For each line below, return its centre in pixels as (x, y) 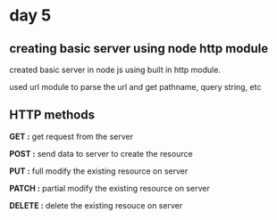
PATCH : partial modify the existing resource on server (109, 188)
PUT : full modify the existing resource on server (99, 171)
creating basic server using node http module (139, 49)
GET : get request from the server (71, 136)
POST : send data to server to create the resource (101, 153)
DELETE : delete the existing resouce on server (96, 205)
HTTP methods (52, 115)
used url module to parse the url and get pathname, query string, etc (135, 87)
